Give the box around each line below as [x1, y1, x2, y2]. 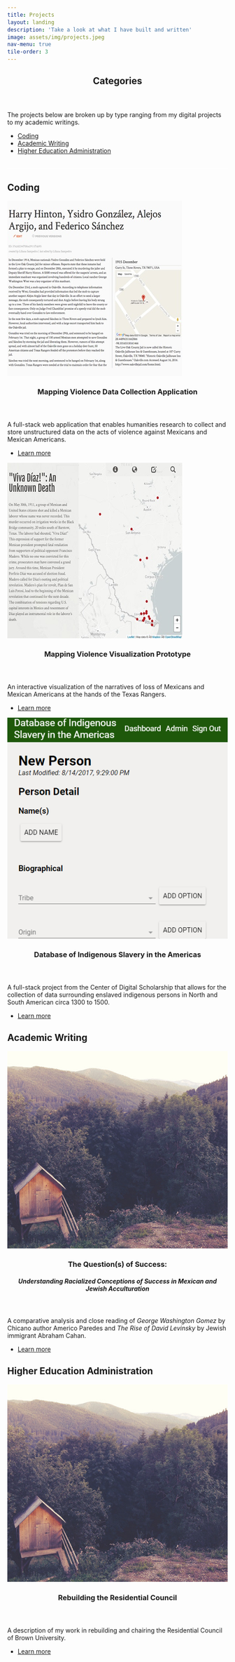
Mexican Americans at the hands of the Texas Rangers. [7, 690, 166, 698]
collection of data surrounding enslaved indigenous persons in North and [7, 990, 218, 999]
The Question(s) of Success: [67, 1260, 168, 1270]
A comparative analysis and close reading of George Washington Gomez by [7, 1316, 226, 1324]
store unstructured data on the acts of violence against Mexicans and [7, 428, 208, 437]
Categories [92, 75, 143, 87]
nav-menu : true [7, 41, 52, 48]
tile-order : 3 [7, 48, 49, 55]
